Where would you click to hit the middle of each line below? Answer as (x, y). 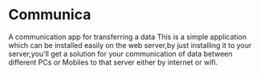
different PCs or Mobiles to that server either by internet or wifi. (113, 62)
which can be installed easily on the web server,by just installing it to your (130, 45)
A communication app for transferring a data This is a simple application (128, 37)
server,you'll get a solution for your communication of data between (120, 53)
